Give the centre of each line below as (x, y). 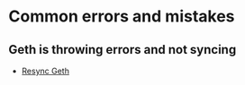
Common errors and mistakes (122, 17)
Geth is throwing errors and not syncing (122, 50)
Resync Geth (45, 71)
